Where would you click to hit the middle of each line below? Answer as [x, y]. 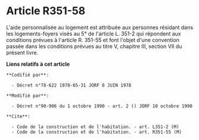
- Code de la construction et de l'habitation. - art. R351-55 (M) [97, 132]
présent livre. [22, 52]
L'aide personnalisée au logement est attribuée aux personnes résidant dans [100, 27]
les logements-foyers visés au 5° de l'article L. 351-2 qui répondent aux [94, 33]
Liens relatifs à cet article [38, 64]
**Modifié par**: [28, 96]
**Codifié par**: [28, 75]
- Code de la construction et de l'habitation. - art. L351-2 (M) [95, 127]
